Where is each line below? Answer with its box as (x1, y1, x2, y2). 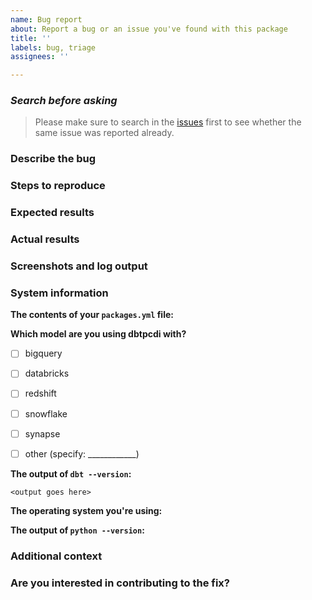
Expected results (10, 206, 95, 220)
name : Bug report (10, 14, 83, 25)
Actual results (10, 232, 80, 246)
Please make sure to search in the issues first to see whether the (34, 116, 302, 128)
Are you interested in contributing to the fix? (10, 576, 230, 590)
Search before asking (10, 94, 118, 108)
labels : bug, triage (10, 42, 97, 53)
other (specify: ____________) (24, 447, 140, 460)
